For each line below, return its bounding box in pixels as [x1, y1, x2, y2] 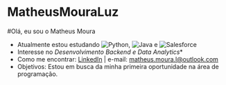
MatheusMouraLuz [7, 4, 119, 20]
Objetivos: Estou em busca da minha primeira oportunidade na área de [17, 62, 220, 70]
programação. [17, 70, 58, 78]
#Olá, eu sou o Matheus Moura [7, 27, 96, 35]
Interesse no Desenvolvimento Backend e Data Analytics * [17, 48, 184, 56]
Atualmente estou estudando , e [17, 40, 158, 48]
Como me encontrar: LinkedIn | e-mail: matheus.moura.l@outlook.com [17, 55, 218, 63]
